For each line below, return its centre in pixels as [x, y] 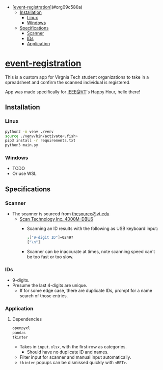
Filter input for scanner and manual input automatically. [75, 357]
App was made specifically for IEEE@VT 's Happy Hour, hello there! [73, 92]
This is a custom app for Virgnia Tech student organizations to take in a [77, 77]
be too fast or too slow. [50, 256]
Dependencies [27, 319]
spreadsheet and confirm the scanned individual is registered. [68, 82]
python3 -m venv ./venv [29, 131]
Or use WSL [24, 173]
